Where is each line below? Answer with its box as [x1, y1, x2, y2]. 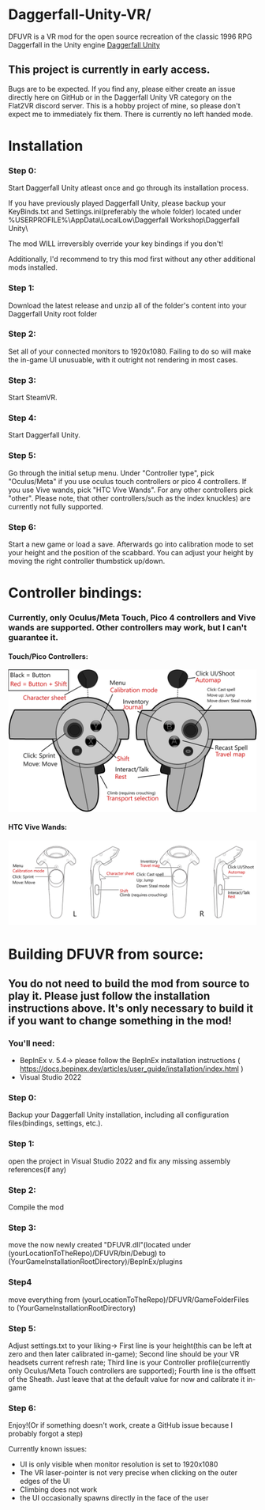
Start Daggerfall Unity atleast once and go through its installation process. [8, 184, 249, 193]
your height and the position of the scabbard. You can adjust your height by [8, 548, 254, 558]
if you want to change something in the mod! [8, 1014, 233, 1027]
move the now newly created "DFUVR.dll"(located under [8, 1240, 192, 1250]
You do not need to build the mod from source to [8, 977, 250, 990]
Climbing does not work [19, 1485, 98, 1494]
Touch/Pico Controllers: [8, 651, 88, 661]
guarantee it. [8, 632, 59, 643]
